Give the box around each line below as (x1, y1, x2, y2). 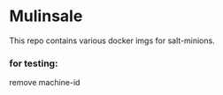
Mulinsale (9, 6, 83, 26)
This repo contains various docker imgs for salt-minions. (9, 35, 215, 46)
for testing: (9, 57, 58, 69)
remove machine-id (9, 77, 81, 88)
